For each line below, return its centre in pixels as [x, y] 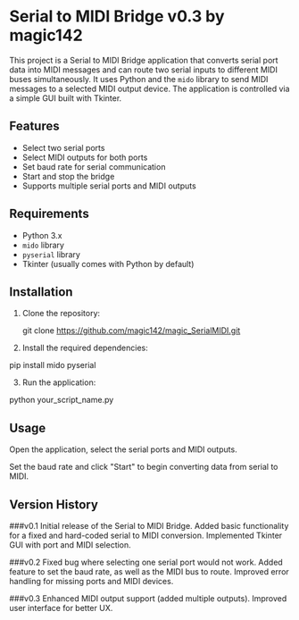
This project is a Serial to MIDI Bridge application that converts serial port [144, 60]
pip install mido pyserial [53, 365]
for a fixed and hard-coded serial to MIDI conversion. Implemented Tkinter [146, 535]
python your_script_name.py [62, 400]
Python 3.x [42, 235]
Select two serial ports [63, 147]
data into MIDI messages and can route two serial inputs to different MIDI [144, 70]
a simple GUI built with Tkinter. [66, 98]
